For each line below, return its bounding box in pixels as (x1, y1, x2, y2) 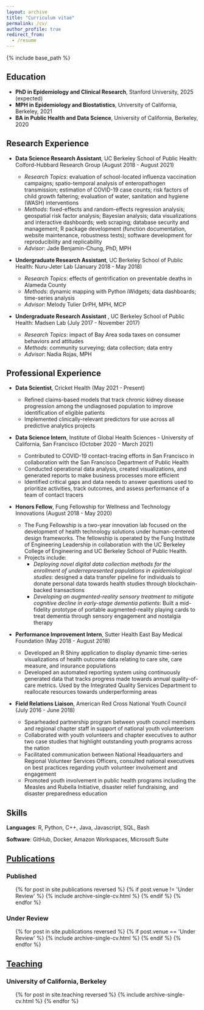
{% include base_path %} (6, 54, 71, 61)
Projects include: (24, 554, 67, 562)
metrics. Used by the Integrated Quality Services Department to (37, 681, 197, 689)
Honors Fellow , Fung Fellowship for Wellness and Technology (15, 503, 171, 511)
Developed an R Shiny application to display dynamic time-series (24, 649, 188, 656)
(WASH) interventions (24, 199, 79, 206)
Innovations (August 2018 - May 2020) (15, 510, 113, 517)
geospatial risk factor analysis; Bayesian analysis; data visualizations (24, 212, 197, 219)
